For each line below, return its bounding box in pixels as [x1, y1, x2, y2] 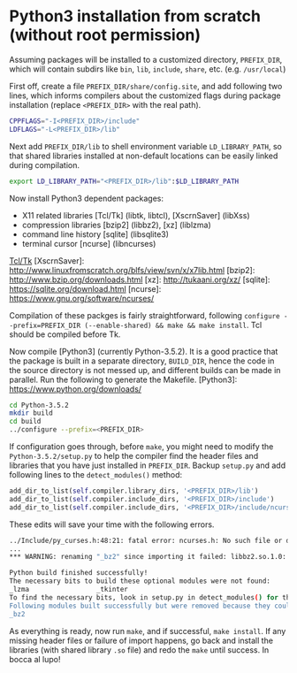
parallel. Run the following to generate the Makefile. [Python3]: [9, 374, 238, 385]
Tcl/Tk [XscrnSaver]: [9, 255, 85, 266]
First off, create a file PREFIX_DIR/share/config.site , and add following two [9, 80, 283, 91]
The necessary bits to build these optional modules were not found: [9, 577, 271, 585]
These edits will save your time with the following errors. [9, 519, 215, 530]
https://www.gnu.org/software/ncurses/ [9, 293, 155, 303]
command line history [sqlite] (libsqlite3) [21, 228, 170, 240]
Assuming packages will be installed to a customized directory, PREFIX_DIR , [9, 54, 283, 65]
